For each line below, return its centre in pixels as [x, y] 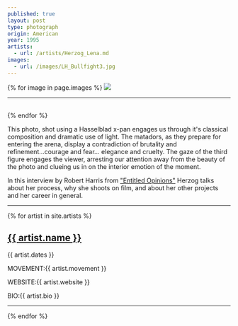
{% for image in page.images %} [55, 87]
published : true [31, 14]
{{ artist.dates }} [31, 255]
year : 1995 [23, 40]
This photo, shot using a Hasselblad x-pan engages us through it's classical [118, 129]
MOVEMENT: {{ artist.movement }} [57, 269]
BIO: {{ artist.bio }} [34, 296]
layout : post [27, 21]
